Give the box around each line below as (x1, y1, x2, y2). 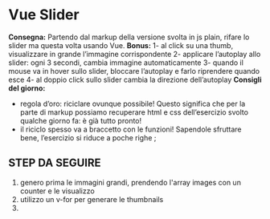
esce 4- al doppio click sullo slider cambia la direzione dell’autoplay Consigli (8, 75, 262, 84)
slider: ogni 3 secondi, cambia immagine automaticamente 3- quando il (8, 58, 243, 67)
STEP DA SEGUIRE (8, 156, 101, 170)
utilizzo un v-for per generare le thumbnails (19, 194, 164, 204)
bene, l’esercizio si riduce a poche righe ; (19, 132, 157, 142)
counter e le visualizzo (19, 186, 95, 196)
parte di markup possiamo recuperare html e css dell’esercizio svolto (19, 107, 249, 117)
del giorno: (8, 83, 46, 93)
